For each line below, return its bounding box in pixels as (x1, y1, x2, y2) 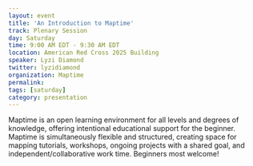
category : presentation (8, 93, 88, 101)
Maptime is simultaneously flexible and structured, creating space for (8, 132, 238, 142)
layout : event (8, 11, 56, 20)
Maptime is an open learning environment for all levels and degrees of (8, 115, 239, 125)
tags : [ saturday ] (8, 85, 66, 94)
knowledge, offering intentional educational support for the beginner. (8, 124, 236, 133)
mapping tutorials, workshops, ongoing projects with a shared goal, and (8, 140, 246, 150)
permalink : (8, 78, 45, 86)
